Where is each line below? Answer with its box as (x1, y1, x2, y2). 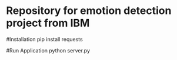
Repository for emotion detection (6, 4, 172, 17)
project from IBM (6, 16, 90, 30)
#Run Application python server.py (6, 47, 90, 54)
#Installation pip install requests (6, 36, 84, 43)
